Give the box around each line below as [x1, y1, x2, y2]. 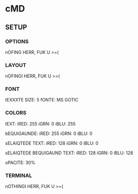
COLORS [5, 109, 26, 116]
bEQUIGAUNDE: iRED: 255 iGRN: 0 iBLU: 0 [5, 130, 92, 136]
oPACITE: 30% [5, 159, 36, 165]
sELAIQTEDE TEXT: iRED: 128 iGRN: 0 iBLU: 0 [5, 140, 98, 146]
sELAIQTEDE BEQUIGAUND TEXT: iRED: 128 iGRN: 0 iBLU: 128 [5, 149, 133, 155]
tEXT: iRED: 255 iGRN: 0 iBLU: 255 [5, 120, 76, 126]
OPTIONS [5, 38, 29, 45]
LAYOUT [5, 61, 26, 68]
